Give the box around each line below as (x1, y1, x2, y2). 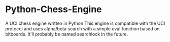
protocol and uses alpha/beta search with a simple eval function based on (5, 25, 160, 31)
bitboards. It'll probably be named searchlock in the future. (5, 31, 128, 37)
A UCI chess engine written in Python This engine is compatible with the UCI (5, 20, 165, 26)
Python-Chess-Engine (5, 4, 103, 15)
